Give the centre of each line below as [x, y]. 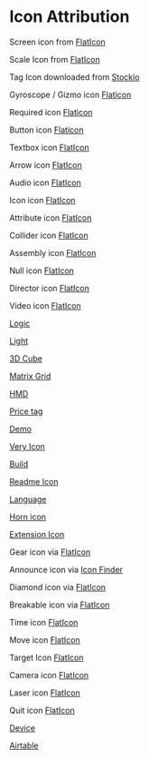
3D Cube [26, 358]
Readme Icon [34, 481]
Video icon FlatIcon [45, 305]
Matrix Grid [30, 376]
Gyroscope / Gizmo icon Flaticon [70, 94]
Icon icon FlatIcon [42, 200]
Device [23, 727]
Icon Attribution [70, 17]
